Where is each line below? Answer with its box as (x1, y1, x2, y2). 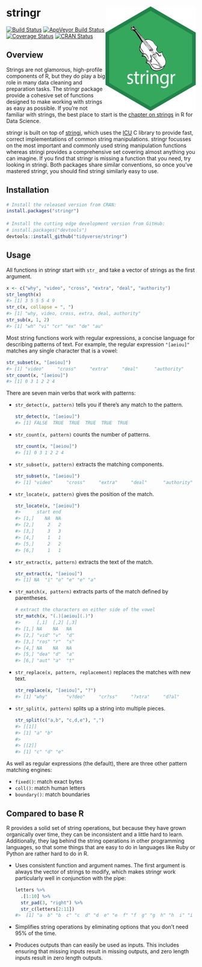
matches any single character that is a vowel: (6, 347, 118, 354)
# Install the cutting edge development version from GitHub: (6, 221, 165, 227)
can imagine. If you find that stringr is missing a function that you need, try (6, 155, 191, 162)
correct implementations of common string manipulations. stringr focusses (6, 135, 191, 142)
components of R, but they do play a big (6, 72, 106, 80)
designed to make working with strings (6, 98, 103, 105)
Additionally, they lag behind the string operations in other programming (6, 837, 185, 844)
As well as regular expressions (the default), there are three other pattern (6, 760, 188, 767)
